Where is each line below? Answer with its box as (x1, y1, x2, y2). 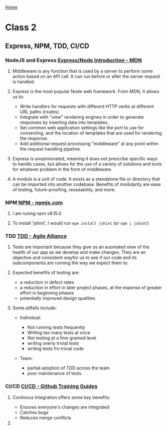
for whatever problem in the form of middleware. (12, 166, 112, 172)
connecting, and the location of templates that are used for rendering (19, 130, 162, 136)
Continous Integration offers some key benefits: (12, 394, 111, 400)
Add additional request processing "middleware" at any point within (19, 140, 159, 147)
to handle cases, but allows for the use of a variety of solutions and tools (12, 161, 162, 167)
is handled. (12, 79, 35, 85)
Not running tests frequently (27, 324, 86, 330)
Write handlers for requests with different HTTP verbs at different (19, 103, 154, 109)
